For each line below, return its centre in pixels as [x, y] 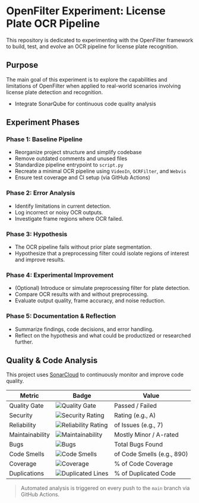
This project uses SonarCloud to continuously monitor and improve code [95, 375]
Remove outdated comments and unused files [71, 158]
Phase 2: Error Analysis [41, 193]
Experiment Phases [43, 122]
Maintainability [30, 435]
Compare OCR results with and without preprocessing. [81, 294]
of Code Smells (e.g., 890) [151, 454]
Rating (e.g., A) [135, 415]
